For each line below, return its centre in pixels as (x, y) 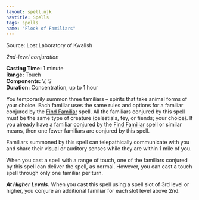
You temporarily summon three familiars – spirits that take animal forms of (97, 99)
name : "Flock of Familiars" (41, 28)
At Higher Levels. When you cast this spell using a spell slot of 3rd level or (98, 184)
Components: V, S (29, 81)
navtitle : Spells (28, 17)
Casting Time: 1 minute (35, 69)
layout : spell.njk (29, 12)
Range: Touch (24, 75)
